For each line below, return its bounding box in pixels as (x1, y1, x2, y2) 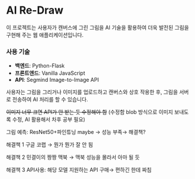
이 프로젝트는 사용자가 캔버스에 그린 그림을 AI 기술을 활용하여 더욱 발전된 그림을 (6, 24, 189, 31)
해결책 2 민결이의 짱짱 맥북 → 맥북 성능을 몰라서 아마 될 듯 (6, 154, 140, 161)
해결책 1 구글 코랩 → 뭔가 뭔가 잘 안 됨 (6, 141, 93, 148)
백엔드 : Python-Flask (14, 62, 65, 69)
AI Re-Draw (6, 4, 64, 17)
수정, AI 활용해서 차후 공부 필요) (12, 116, 86, 123)
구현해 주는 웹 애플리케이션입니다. (6, 31, 84, 39)
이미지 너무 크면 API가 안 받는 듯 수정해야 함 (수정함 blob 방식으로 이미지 (6, 108, 173, 116)
